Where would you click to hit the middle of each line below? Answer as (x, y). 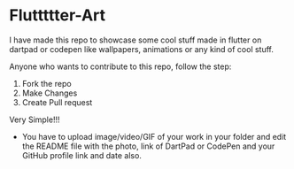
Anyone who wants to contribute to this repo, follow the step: (120, 66)
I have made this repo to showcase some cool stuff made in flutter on (135, 40)
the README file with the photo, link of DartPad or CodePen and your (148, 146)
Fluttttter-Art (58, 15)
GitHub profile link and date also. (81, 155)
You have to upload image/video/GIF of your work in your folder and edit (154, 136)
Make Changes (50, 93)
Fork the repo (47, 83)
